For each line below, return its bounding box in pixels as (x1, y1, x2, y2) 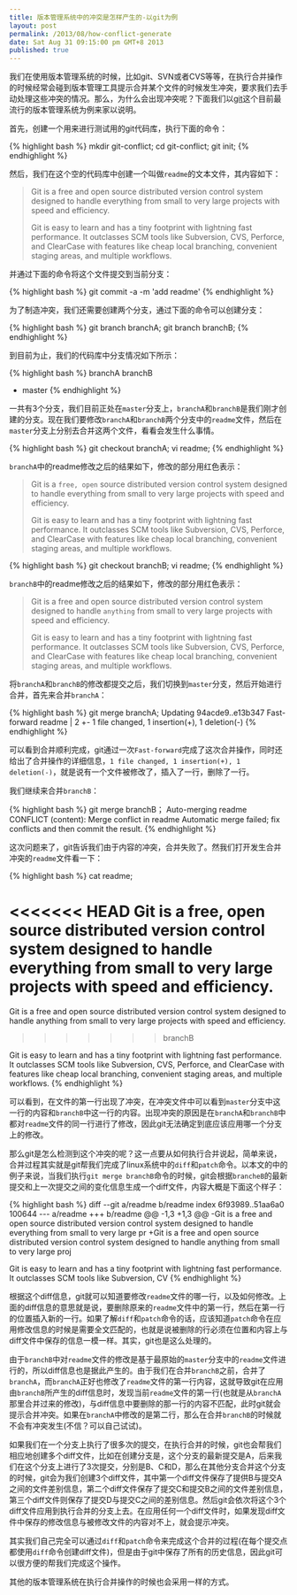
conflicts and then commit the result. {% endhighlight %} (9, 824, 217, 835)
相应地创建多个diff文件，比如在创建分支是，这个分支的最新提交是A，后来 (9, 1451, 275, 1461)
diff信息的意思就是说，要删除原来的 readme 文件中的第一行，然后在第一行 (24, 1302, 286, 1313)
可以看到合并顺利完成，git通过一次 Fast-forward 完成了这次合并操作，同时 (9, 744, 276, 755)
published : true (9, 46, 69, 55)
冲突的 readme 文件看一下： (9, 853, 103, 864)
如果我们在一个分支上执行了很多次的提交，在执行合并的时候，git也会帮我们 (9, 1439, 282, 1450)
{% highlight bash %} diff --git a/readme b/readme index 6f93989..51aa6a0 (9, 1199, 285, 1210)
